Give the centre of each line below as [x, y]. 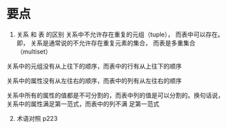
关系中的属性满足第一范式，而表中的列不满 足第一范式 [83, 104]
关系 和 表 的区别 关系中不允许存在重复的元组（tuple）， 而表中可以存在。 [120, 34]
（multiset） [34, 51]
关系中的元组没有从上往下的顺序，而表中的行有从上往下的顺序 [94, 66]
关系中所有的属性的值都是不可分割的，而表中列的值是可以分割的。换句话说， [115, 95]
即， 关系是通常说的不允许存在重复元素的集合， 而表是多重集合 [106, 43]
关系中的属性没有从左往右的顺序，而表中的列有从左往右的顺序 [94, 80]
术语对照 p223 [37, 118]
